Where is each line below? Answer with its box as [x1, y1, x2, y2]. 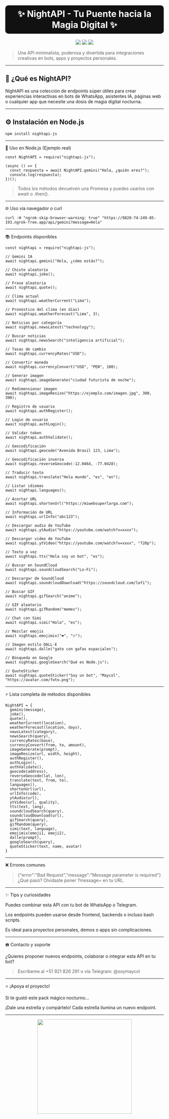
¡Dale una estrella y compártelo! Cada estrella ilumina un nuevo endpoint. [5, 1005, 157, 1011]
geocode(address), [10, 769, 49, 774]
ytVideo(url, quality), [10, 800, 59, 805]
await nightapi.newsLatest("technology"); [5, 325, 96, 330]
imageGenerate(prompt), [10, 747, 59, 752]
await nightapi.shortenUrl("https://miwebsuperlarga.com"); [5, 501, 134, 506]
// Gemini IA [5, 254, 33, 259]
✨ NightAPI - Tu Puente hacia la [17, 8, 152, 20]
